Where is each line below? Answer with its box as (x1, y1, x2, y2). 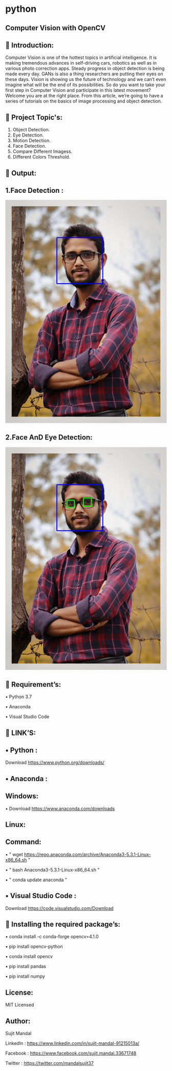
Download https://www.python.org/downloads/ (5, 760, 105, 766)
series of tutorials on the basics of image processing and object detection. (5, 98, 162, 104)
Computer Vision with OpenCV (5, 24, 106, 32)
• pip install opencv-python (5, 943, 63, 949)
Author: (5, 1017, 31, 1025)
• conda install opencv (5, 954, 53, 960)
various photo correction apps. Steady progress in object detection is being (5, 65, 165, 72)
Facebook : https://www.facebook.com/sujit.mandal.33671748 (5, 1050, 137, 1057)
